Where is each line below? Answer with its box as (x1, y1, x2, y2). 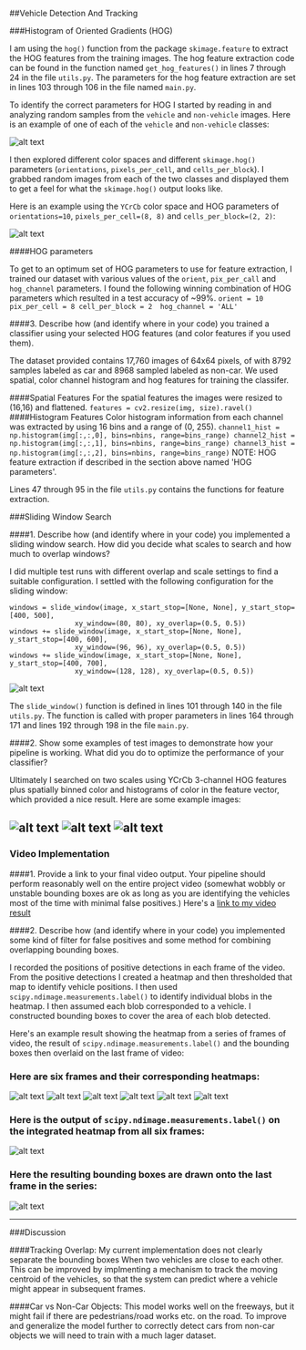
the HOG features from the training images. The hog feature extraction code (9, 53, 295, 63)
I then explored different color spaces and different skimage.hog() (9, 154, 257, 165)
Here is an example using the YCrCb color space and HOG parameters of (9, 201, 280, 211)
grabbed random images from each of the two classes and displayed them (9, 173, 290, 184)
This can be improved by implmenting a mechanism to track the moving (9, 1263, 278, 1274)
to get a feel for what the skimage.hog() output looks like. (9, 183, 223, 194)
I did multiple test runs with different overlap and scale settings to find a (9, 566, 280, 577)
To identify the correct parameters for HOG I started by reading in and (9, 99, 271, 110)
